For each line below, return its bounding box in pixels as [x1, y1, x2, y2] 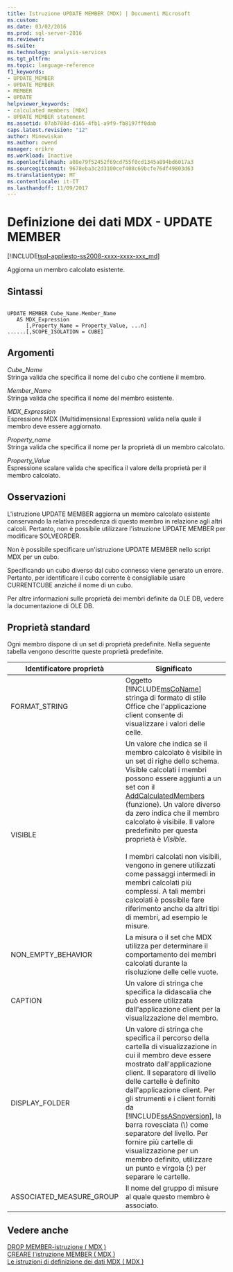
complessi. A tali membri [125, 887, 206, 896]
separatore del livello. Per [125, 1129, 208, 1139]
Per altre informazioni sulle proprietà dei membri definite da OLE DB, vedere [7, 594, 224, 603]
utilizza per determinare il [125, 942, 208, 951]
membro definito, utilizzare [125, 1155, 213, 1164]
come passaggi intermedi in [125, 869, 216, 879]
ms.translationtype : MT [7, 171, 76, 178]
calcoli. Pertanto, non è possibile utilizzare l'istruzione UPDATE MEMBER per [7, 524, 226, 533]
